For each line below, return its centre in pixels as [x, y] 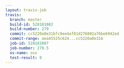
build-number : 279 [29, 29]
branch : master [26, 19]
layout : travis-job [26, 10]
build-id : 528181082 [32, 24]
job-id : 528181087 [29, 43]
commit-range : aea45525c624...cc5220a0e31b [56, 39]
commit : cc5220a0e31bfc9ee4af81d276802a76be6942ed [65, 34]
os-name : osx [24, 53]
